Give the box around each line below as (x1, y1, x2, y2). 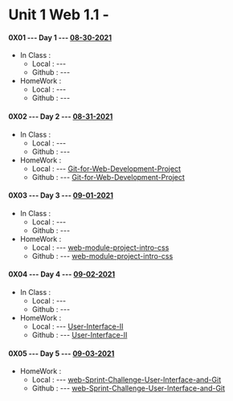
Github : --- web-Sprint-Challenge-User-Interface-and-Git (31, 383, 226, 393)
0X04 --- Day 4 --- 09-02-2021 (8, 269, 116, 279)
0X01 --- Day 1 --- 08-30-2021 (8, 32, 112, 42)
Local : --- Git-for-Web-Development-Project (31, 163, 181, 174)
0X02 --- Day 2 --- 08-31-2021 (8, 111, 113, 121)
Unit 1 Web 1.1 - (8, 6, 110, 24)
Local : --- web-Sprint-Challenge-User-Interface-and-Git (31, 375, 222, 385)
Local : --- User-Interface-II (31, 321, 124, 331)
